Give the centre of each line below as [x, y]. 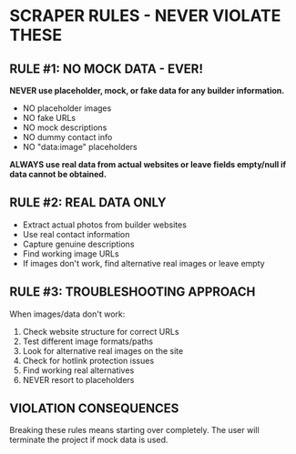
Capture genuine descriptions [78, 244]
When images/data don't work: [67, 314]
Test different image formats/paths [88, 341]
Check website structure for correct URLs [101, 331]
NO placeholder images [67, 108]
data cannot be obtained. [58, 174]
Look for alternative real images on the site [103, 350]
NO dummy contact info [67, 137]
